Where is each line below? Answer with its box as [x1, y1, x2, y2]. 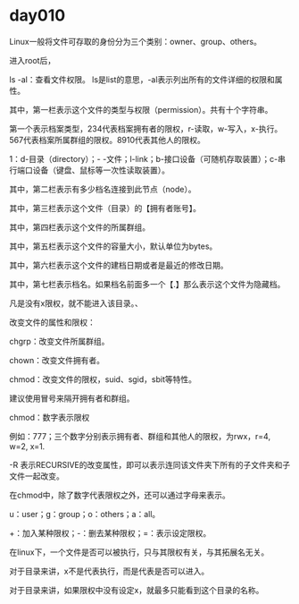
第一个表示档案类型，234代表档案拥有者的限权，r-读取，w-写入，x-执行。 [9, 123, 283, 134]
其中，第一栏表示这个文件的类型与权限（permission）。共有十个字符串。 [9, 104, 273, 115]
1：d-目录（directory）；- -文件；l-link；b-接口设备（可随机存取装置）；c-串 [9, 153, 286, 164]
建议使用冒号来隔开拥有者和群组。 [9, 393, 135, 404]
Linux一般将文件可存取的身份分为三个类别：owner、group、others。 [9, 36, 262, 47]
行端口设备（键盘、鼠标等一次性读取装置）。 [9, 165, 170, 175]
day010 [9, 5, 66, 26]
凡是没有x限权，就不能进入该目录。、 [9, 297, 143, 309]
